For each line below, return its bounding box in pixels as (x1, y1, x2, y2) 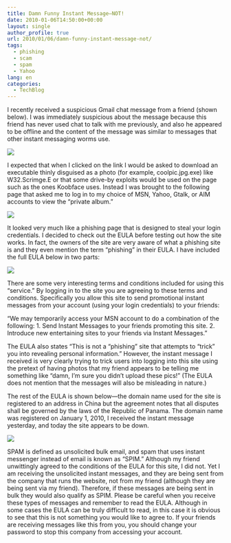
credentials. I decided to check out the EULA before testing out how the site (7, 231, 222, 239)
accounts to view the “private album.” (7, 197, 113, 206)
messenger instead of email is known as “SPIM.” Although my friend (7, 455, 201, 463)
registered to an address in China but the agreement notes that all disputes (7, 399, 219, 408)
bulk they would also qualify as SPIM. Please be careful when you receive (7, 491, 216, 500)
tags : (7, 42, 23, 49)
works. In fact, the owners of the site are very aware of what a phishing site (7, 239, 221, 247)
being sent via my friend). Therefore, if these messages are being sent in (7, 484, 214, 492)
